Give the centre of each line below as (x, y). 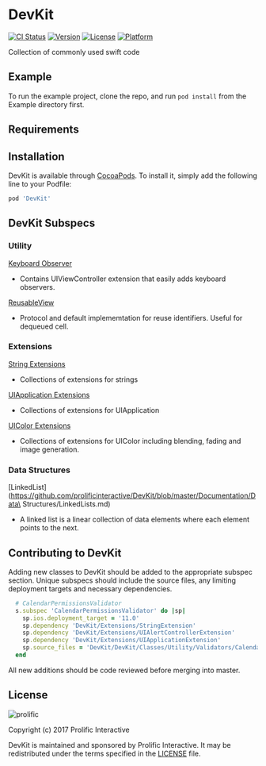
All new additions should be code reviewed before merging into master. (124, 670)
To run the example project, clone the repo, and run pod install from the (127, 96)
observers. (37, 287)
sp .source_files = (53, 648)
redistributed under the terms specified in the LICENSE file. (104, 753)
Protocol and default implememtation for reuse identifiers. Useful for (131, 318)
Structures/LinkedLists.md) (66, 504)
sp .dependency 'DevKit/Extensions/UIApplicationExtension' (122, 641)
